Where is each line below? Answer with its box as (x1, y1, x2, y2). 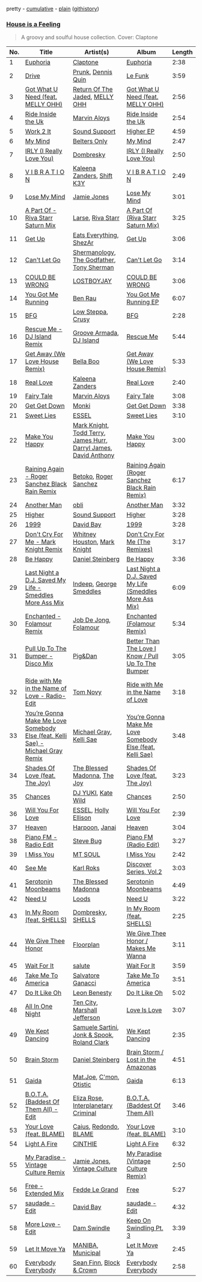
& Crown (73, 1266, 97, 1274)
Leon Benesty (73, 989, 112, 997)
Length (172, 48, 193, 57)
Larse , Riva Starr (73, 213, 120, 222)
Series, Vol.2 (126, 868, 162, 876)
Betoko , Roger (73, 472, 113, 480)
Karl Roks (73, 864, 100, 873)
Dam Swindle (73, 1224, 110, 1232)
